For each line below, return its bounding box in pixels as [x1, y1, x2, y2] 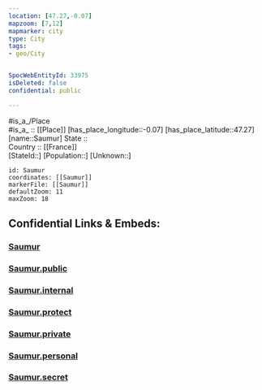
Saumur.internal [8, 284, 74, 296]
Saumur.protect [8, 306, 72, 318]
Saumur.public [8, 262, 67, 274]
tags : [8, 42, 27, 50]
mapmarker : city [8, 27, 63, 35]
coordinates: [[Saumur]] [8, 173, 92, 181]
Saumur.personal [8, 350, 79, 362]
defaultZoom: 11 [8, 188, 63, 196]
